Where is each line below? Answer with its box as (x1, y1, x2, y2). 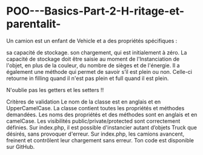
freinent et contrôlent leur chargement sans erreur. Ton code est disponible (6, 136, 195, 143)
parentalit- (6, 17, 61, 31)
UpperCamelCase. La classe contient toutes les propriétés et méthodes (6, 104, 185, 111)
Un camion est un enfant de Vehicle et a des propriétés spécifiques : (6, 37, 178, 44)
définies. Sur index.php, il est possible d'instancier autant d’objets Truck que (6, 124, 197, 131)
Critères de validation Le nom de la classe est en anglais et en (6, 98, 161, 105)
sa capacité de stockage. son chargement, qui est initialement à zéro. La (6, 48, 187, 56)
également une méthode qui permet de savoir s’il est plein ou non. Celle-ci (6, 68, 193, 75)
